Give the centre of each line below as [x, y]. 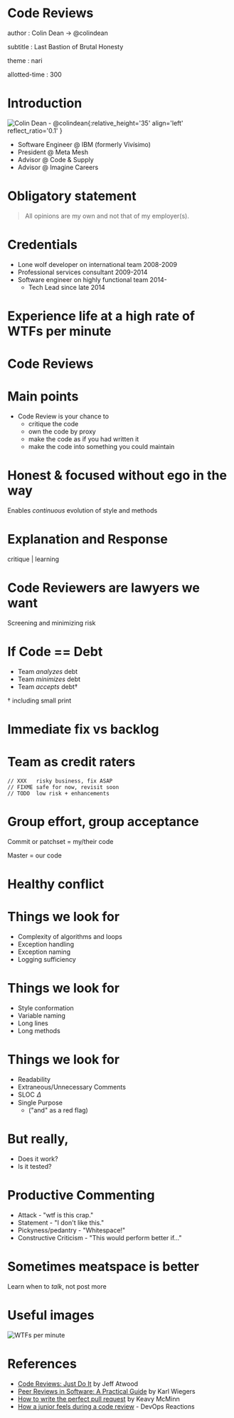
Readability [34, 1079]
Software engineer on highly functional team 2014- [92, 279]
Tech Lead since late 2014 [67, 287]
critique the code [53, 424]
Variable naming [41, 1015]
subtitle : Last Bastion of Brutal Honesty [65, 46]
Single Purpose [40, 1102]
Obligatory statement [72, 196]
